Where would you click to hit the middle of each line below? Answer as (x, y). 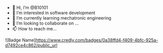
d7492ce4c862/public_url (31, 45)
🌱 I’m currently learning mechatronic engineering (62, 18)
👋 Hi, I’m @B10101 (30, 8)
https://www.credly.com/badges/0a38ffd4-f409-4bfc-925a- (97, 40)
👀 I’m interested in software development (54, 13)
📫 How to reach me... (34, 29)
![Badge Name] (20, 40)
